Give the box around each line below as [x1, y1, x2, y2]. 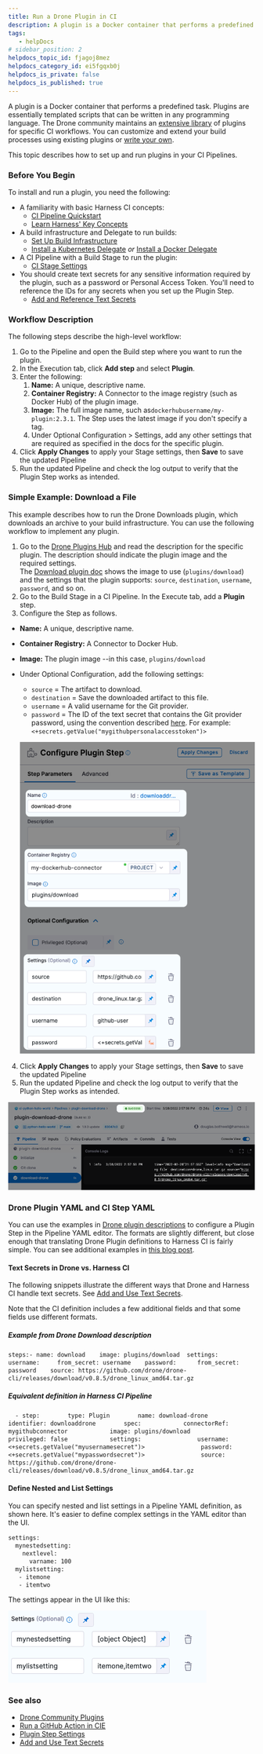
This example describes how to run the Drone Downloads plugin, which [8, 510, 239, 519]
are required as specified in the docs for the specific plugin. [31, 439, 225, 448]
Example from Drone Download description [8, 1331, 152, 1340]
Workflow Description [8, 314, 94, 325]
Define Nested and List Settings [8, 1484, 113, 1493]
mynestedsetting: [15, 1541, 72, 1550]
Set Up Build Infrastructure [31, 236, 117, 245]
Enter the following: [19, 372, 83, 382]
